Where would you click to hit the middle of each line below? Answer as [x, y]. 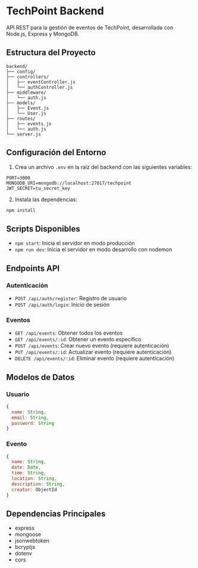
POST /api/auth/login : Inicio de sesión [62, 304]
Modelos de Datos [40, 377]
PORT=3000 [18, 178]
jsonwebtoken [32, 541]
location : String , [34, 479]
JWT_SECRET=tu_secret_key [38, 188]
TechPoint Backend [55, 11]
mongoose [28, 535]
